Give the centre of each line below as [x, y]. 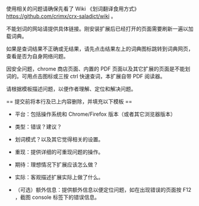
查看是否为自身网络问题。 [37, 56]
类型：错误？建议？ [38, 127]
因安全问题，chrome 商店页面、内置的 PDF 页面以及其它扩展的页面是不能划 [98, 69]
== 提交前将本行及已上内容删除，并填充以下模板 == [69, 102]
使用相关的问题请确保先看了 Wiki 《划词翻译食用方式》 [73, 9]
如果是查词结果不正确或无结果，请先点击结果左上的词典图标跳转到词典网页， [100, 49]
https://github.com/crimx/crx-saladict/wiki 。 [61, 16]
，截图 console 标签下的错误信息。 [57, 197]
